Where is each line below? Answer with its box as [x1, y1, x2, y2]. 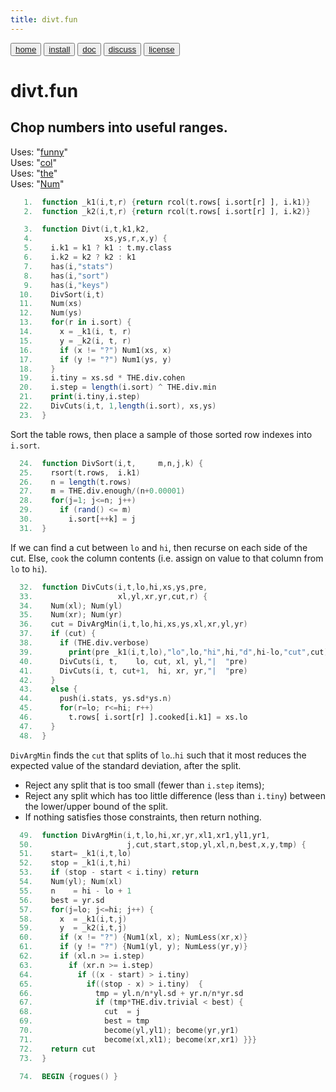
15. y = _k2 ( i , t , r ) [19, 336, 132, 346]
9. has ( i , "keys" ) [23, 280, 110, 290]
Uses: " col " [10, 156, 57, 168]
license [148, 44, 175, 55]
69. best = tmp [19, 1016, 150, 1026]
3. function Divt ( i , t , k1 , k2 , [23, 224, 150, 235]
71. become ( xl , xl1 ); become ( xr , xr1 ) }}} [19, 1034, 257, 1045]
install [48, 44, 71, 55]
